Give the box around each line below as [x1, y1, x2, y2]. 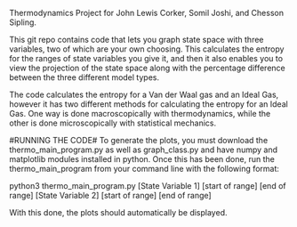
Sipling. [9, 17, 37, 28]
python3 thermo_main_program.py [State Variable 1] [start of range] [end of [9, 181, 286, 191]
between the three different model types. [9, 72, 160, 83]
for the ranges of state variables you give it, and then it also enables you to [9, 53, 283, 63]
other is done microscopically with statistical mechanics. [9, 118, 217, 128]
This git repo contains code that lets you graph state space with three [9, 35, 264, 45]
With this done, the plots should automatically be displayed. [9, 207, 228, 217]
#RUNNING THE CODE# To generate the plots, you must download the [9, 135, 269, 145]
